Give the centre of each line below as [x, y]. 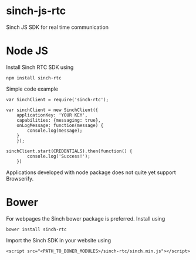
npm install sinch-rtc [34, 78]
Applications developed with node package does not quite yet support [91, 172]
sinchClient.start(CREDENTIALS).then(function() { [69, 151]
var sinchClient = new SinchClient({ [52, 110]
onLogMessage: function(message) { [60, 125]
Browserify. [20, 178]
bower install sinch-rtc [36, 229]
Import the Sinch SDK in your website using [59, 240]
